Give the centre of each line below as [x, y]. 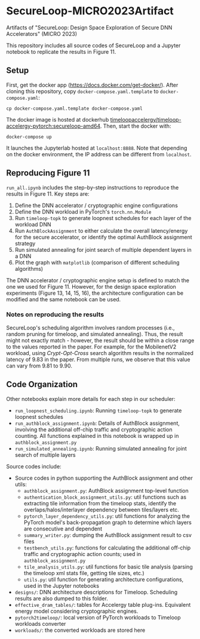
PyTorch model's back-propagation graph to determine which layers [108, 522]
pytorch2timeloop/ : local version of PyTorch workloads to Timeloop [98, 617]
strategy [25, 243]
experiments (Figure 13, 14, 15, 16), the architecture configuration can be [95, 293]
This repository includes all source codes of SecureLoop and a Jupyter [93, 45]
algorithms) [29, 268]
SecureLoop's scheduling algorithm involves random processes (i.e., [90, 328]
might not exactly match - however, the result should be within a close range [100, 340]
